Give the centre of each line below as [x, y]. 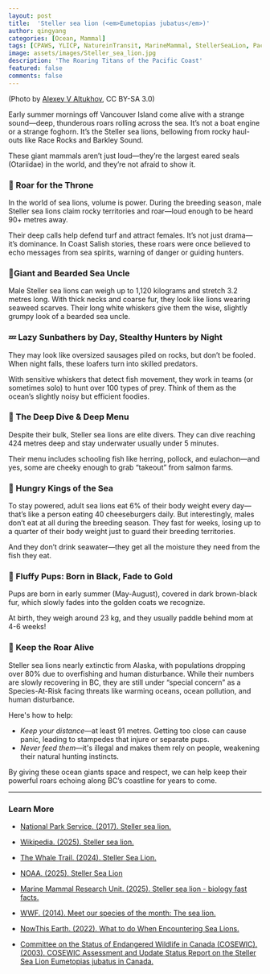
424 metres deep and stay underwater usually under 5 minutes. [114, 443]
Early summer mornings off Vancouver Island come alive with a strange [127, 114]
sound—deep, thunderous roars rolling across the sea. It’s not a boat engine [134, 122]
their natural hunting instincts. [69, 756]
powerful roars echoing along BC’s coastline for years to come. [113, 780]
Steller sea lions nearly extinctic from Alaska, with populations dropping [127, 665]
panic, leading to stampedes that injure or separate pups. [115, 739]
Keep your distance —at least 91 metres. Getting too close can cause [133, 731]
